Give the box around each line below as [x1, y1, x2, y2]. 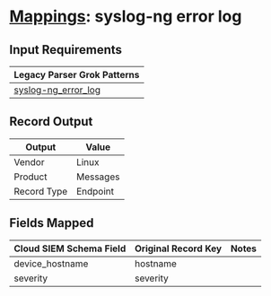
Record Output [9, 114, 93, 129]
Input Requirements [9, 42, 123, 57]
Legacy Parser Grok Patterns [13, 69, 140, 81]
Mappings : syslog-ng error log [9, 6, 242, 27]
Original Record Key [134, 242, 223, 255]
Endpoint [75, 185, 115, 197]
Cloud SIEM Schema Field [13, 242, 127, 255]
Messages [75, 170, 120, 183]
